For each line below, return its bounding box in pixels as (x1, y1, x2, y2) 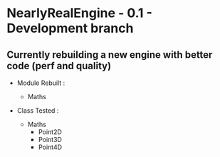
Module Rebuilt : (16, 78, 66, 87)
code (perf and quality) (6, 59, 112, 72)
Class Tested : (16, 106, 59, 115)
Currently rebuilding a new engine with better (6, 49, 213, 61)
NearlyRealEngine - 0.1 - (6, 5, 152, 21)
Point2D (38, 128, 62, 136)
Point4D (38, 143, 62, 151)
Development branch (6, 20, 134, 36)
